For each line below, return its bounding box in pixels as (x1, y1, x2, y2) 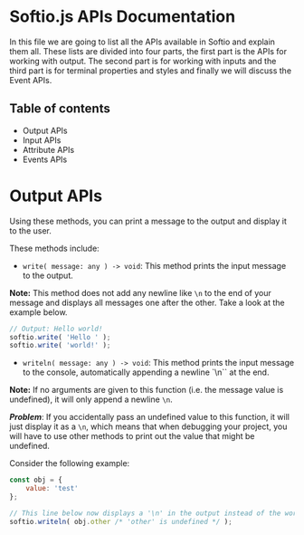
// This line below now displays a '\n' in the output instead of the (9, 509, 281, 518)
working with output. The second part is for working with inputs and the (9, 55, 277, 66)
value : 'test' (25, 484, 79, 493)
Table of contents (9, 101, 110, 117)
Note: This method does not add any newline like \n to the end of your (9, 287, 271, 298)
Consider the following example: (9, 458, 130, 469)
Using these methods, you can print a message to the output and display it (9, 215, 287, 226)
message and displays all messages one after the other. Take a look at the (9, 297, 285, 308)
